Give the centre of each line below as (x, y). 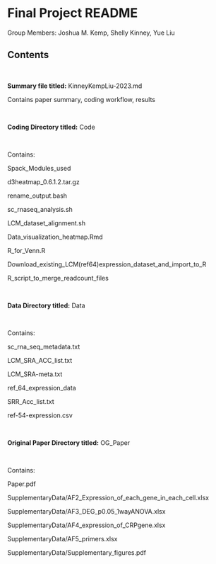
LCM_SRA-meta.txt (35, 374)
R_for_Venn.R (26, 250)
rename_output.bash (37, 196)
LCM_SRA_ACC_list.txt (40, 360)
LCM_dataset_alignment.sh (47, 223)
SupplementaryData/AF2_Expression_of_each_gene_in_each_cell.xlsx (108, 497)
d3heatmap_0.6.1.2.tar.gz (43, 181)
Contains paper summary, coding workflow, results (82, 99)
